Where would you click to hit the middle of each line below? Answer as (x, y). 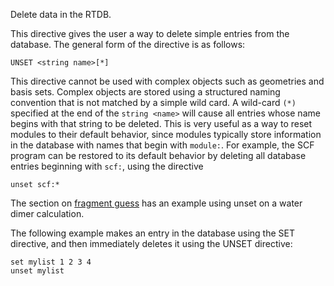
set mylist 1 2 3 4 (51, 262)
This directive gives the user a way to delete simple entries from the (150, 33)
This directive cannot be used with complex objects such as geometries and (167, 81)
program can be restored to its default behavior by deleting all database (158, 155)
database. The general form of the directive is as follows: (128, 44)
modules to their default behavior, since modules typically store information (166, 134)
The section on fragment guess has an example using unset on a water (156, 203)
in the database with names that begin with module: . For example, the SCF (162, 145)
